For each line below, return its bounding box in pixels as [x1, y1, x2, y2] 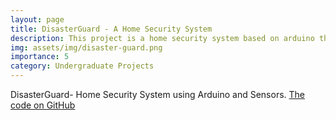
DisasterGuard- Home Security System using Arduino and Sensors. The [10, 89, 306, 100]
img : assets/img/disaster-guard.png [10, 42, 163, 53]
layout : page [10, 14, 65, 25]
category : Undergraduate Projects [10, 61, 155, 71]
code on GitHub [10, 99, 76, 111]
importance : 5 [10, 52, 70, 62]
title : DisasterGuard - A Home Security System [10, 24, 213, 34]
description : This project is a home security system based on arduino [10, 33, 315, 43]
